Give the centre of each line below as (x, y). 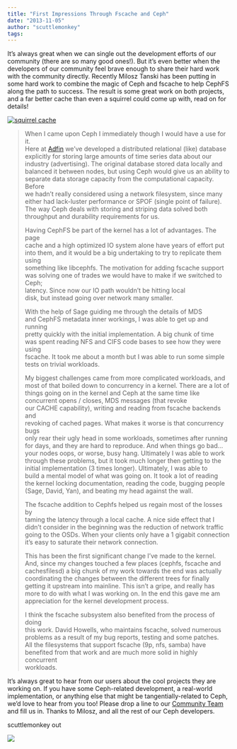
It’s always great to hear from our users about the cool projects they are (112, 681)
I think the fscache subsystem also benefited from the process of (120, 615)
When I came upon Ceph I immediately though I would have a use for (125, 134)
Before (34, 187)
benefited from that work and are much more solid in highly (111, 653)
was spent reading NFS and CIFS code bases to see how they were (123, 342)
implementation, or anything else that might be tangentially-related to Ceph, (118, 696)
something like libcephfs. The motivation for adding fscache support (124, 268)
